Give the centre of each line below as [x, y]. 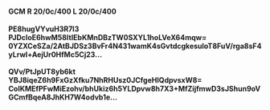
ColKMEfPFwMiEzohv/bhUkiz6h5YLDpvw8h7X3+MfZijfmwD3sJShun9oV [135, 89]
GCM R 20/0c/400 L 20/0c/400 [62, 11]
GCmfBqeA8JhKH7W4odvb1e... [63, 97]
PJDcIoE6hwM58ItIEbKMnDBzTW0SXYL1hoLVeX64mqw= [108, 38]
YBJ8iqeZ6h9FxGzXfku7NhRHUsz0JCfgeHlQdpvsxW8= [105, 80]
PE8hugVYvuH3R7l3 [44, 29]
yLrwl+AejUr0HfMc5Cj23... [55, 55]
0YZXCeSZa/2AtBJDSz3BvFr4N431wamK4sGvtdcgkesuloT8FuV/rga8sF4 [135, 46]
